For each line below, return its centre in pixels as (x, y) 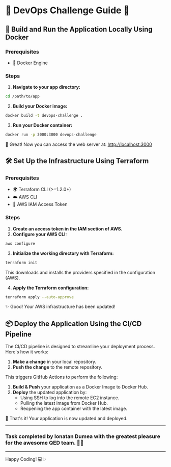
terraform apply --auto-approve (39, 297)
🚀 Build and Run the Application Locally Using (79, 29)
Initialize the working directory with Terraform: (63, 253)
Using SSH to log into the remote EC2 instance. (70, 398)
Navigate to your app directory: (46, 87)
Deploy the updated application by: (50, 393)
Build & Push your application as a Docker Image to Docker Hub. (80, 387)
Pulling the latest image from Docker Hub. (64, 403)
